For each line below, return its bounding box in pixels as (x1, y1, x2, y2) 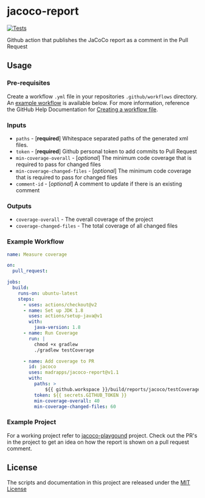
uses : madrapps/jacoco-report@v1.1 (29, 369, 119, 376)
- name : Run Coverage (23, 330, 78, 336)
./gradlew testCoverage (33, 347, 95, 353)
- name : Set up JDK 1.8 (23, 307, 84, 314)
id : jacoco (29, 364, 57, 370)
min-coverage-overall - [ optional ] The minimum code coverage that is (15, 154, 192, 161)
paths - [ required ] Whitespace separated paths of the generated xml (15, 134, 189, 142)
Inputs (7, 121, 27, 129)
